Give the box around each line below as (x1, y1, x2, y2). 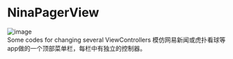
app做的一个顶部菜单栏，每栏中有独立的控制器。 (7, 44, 147, 52)
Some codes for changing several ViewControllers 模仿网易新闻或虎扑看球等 (7, 36, 226, 44)
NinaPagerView (7, 5, 99, 21)
